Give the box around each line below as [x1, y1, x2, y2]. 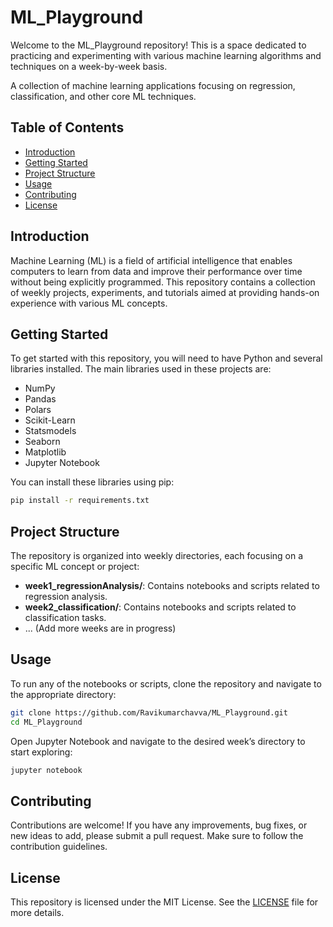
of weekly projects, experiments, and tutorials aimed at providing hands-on [10, 286, 320, 298]
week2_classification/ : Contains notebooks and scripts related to [24, 601, 297, 613]
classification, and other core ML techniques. [10, 90, 197, 102]
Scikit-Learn [24, 414, 76, 426]
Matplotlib [24, 446, 67, 458]
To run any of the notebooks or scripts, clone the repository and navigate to [10, 677, 322, 690]
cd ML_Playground [10, 717, 83, 727]
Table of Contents [10, 119, 125, 136]
